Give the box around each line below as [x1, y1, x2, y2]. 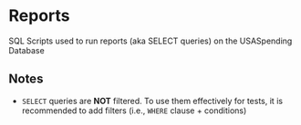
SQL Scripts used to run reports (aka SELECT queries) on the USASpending [8, 35, 293, 46]
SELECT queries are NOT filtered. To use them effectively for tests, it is [21, 95, 284, 106]
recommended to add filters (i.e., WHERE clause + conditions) [21, 105, 247, 116]
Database [8, 44, 45, 55]
